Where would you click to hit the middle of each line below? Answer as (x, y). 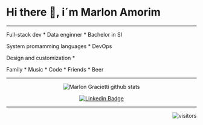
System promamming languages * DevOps (59, 46)
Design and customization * (41, 58)
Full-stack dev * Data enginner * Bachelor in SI (64, 34)
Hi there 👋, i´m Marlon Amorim (84, 12)
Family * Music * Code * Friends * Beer (55, 69)
